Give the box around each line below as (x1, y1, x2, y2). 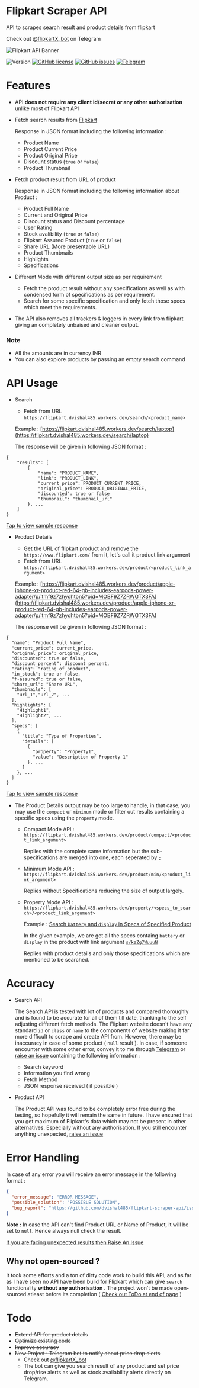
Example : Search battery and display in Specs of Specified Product (23, 921, 191, 928)
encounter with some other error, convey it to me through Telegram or (14, 1046, 186, 1053)
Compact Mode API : (23, 826, 75, 833)
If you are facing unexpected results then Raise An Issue (6, 1239, 144, 1246)
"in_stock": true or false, (11, 671, 81, 677)
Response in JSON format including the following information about (14, 187, 179, 194)
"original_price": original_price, (11, 650, 99, 657)
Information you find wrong (23, 1070, 91, 1077)
